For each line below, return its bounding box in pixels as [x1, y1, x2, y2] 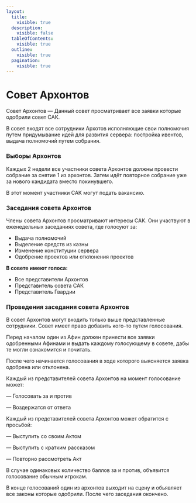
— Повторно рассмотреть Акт [6, 456, 82, 463]
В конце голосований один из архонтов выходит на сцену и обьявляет [6, 484, 183, 491]
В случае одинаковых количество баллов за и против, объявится [6, 467, 170, 474]
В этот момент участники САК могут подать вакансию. [6, 189, 145, 196]
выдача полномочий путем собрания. [6, 137, 101, 144]
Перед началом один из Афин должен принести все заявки [6, 334, 155, 341]
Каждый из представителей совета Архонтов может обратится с [6, 415, 169, 422]
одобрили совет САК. [6, 113, 60, 120]
